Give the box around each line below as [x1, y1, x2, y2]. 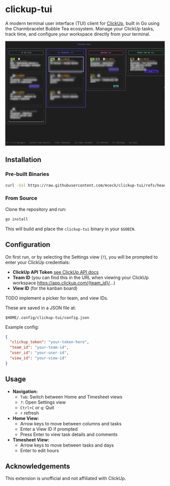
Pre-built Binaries [5, 171, 50, 178]
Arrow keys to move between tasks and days [20, 442, 114, 448]
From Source [5, 195, 37, 202]
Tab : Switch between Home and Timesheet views [20, 394, 122, 400]
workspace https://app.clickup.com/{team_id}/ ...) [12, 279, 115, 286]
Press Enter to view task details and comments [20, 431, 118, 438]
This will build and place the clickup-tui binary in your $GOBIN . [5, 226, 136, 232]
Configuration [5, 240, 51, 249]
